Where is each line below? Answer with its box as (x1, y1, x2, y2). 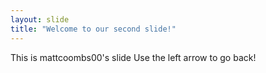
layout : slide (10, 14, 70, 25)
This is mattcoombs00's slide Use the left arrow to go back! (10, 51, 257, 63)
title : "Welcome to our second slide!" (10, 24, 177, 34)
